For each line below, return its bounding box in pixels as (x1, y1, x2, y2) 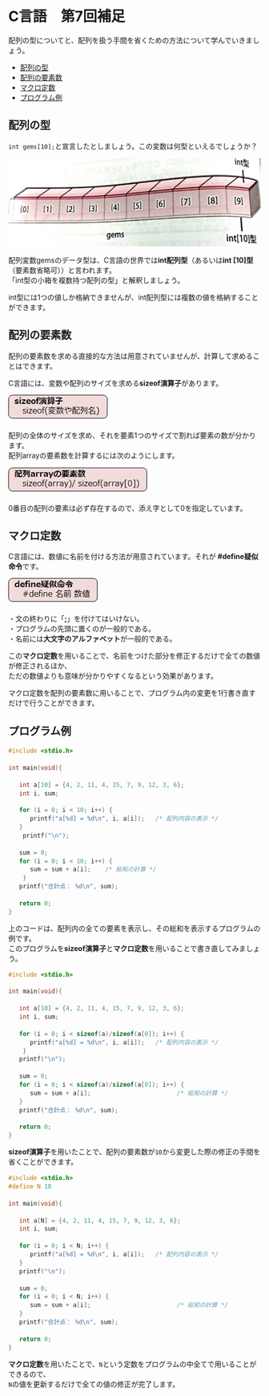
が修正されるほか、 (8, 661, 72, 671)
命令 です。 (8, 561, 43, 571)
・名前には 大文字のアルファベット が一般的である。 (8, 634, 177, 643)
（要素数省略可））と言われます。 (8, 265, 116, 275)
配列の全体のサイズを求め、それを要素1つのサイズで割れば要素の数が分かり (8, 431, 256, 440)
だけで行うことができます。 (8, 698, 99, 708)
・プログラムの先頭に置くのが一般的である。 (8, 624, 156, 634)
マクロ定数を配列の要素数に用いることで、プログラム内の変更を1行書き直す (8, 688, 256, 698)
